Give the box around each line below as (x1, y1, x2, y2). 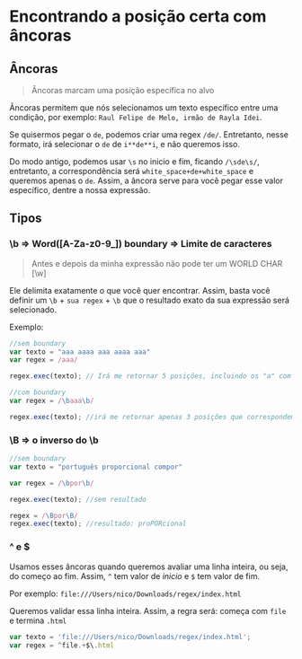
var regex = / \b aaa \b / (9, 397, 94, 406)
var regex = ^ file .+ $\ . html (9, 640, 115, 650)
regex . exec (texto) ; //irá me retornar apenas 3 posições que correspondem (9, 412, 296, 421)
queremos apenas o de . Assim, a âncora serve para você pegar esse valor (9, 175, 283, 186)
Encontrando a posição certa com (9, 6, 267, 27)
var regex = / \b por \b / (9, 479, 94, 488)
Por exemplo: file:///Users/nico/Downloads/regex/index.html (9, 588, 242, 599)
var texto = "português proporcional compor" (9, 462, 182, 471)
